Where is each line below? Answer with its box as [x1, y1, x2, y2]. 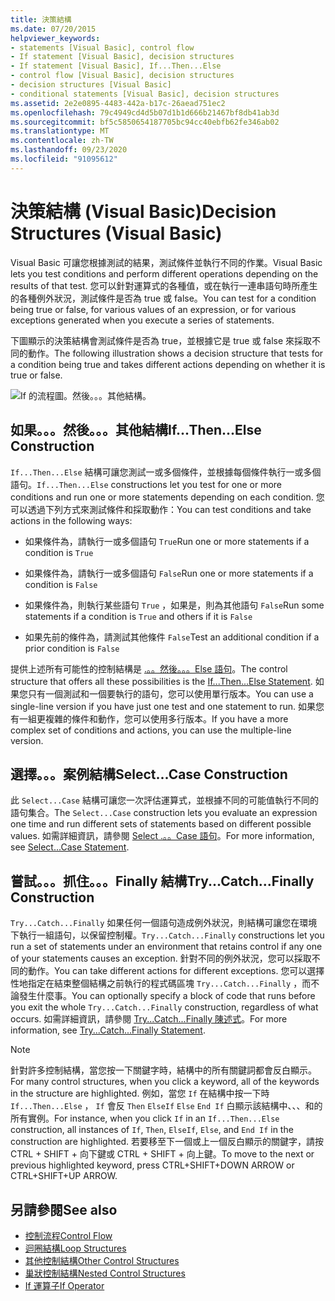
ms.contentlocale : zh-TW [10, 136, 114, 146]
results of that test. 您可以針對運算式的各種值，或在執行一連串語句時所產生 [10, 279, 318, 291]
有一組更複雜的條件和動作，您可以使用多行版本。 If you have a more [10, 712, 289, 725]
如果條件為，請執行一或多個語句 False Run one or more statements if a [24, 567, 314, 579]
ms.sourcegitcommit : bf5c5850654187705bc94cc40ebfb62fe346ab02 [10, 117, 280, 127]
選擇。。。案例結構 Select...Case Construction [10, 766, 288, 783]
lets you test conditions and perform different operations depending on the [10, 267, 319, 280]
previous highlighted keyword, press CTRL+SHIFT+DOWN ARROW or [10, 1159, 295, 1171]
